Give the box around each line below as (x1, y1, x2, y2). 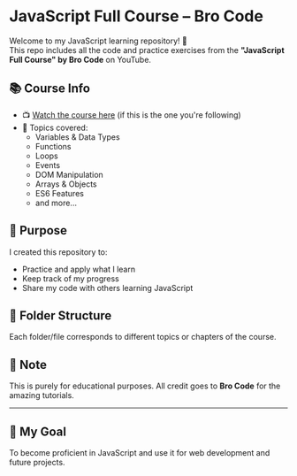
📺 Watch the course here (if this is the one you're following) (21, 109, 241, 120)
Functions (34, 141, 72, 151)
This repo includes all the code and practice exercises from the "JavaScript (9, 44, 285, 55)
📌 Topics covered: (21, 122, 88, 133)
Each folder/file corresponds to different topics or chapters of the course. (9, 332, 277, 342)
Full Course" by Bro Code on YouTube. (9, 54, 152, 65)
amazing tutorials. (9, 390, 75, 401)
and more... (34, 197, 78, 208)
